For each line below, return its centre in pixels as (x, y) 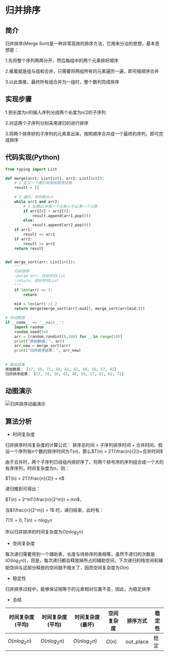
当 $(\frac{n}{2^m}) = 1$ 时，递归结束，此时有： (55, 510)
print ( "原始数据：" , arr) (39, 341)
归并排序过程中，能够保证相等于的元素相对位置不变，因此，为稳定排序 (78, 589)
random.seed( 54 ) (31, 332)
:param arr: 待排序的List (40, 276)
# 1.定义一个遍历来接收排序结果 (43, 183)
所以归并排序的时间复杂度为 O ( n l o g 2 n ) (44, 532)
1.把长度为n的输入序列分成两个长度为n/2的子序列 (56, 112)
